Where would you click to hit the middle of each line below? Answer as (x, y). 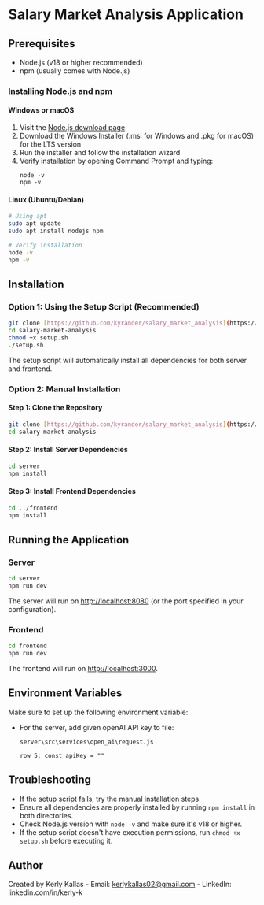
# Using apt (27, 217)
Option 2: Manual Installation (64, 389)
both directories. (46, 815)
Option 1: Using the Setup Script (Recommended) (104, 306)
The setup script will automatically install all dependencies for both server (128, 360)
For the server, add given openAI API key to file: (97, 727)
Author (26, 865)
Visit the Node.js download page (72, 128)
